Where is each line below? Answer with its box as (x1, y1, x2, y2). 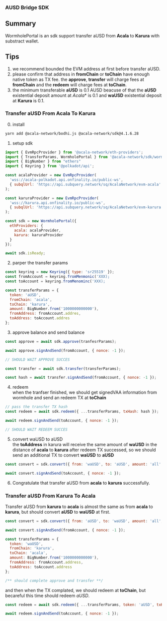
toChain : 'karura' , (9, 302, 50, 307)
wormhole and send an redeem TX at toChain (12, 395, 106, 401)
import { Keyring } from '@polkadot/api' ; (5, 164, 94, 169)
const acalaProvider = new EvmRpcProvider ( (5, 173, 97, 178)
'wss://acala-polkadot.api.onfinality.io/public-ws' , (9, 177, 123, 182)
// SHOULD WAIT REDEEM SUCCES (5, 427, 68, 432)
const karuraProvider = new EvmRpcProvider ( (5, 195, 99, 201)
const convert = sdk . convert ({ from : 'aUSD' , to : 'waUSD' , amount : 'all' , (5, 519, 164, 524)
